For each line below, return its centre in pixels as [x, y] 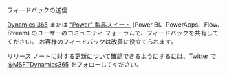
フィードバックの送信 [37, 10]
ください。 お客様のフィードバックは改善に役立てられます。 [92, 42]
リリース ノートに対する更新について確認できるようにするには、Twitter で [112, 56]
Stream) [19, 33]
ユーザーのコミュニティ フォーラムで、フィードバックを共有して [128, 33]
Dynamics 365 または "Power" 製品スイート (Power [80, 25]
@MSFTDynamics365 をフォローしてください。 [75, 64]
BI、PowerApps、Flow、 [189, 25]
